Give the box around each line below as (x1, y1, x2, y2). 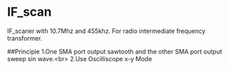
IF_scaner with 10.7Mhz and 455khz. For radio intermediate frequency (7, 27, 206, 35)
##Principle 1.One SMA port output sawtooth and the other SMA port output (7, 47, 223, 56)
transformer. (7, 34, 43, 42)
